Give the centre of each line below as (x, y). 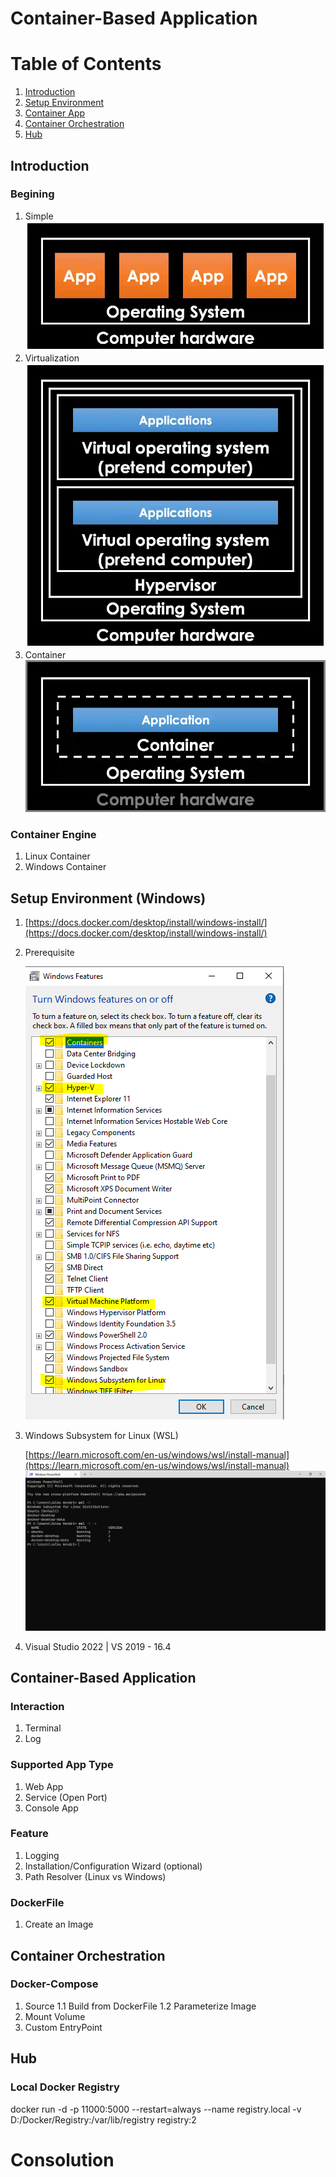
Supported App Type (62, 1765)
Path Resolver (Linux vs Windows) (95, 1876)
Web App (44, 1786)
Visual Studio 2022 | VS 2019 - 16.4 (98, 1646)
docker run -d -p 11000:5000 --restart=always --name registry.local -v (156, 2109)
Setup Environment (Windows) (108, 898)
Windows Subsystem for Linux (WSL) (101, 1435)
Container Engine (53, 834)
